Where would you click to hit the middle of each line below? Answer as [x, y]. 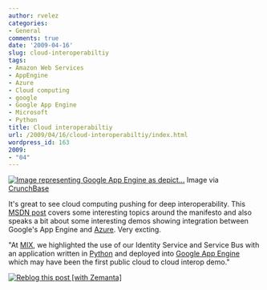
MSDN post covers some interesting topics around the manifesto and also [130, 212]
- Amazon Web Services [46, 68]
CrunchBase [29, 188]
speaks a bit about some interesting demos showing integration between [128, 221]
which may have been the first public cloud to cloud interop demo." [119, 262]
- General [25, 30]
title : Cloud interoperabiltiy [61, 127]
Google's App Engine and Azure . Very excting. [85, 230]
